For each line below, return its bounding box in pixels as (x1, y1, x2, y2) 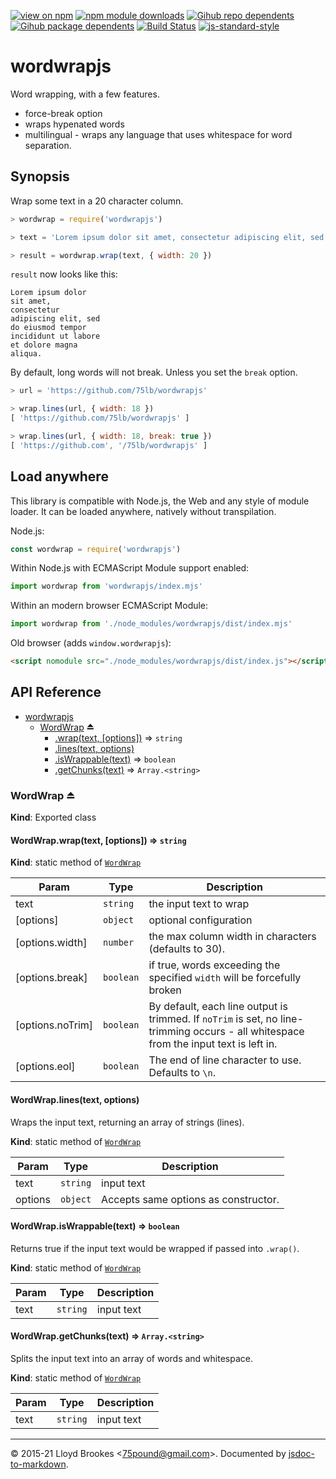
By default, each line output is (148, 1000, 288, 1014)
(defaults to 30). (148, 942, 226, 956)
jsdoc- (288, 1447, 315, 1459)
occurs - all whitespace (193, 1025, 305, 1039)
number (103, 937, 135, 949)
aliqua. (10, 349, 43, 359)
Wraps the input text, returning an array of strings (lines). (10, 1116, 245, 1128)
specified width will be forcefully (148, 971, 302, 985)
